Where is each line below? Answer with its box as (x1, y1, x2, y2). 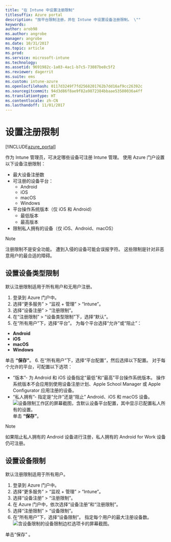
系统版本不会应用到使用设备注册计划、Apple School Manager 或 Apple (12, 381, 161, 387)
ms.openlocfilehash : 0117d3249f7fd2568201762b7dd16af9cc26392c (5, 84, 143, 89)
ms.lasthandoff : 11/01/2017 (5, 103, 65, 108)
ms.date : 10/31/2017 (5, 41, 50, 46)
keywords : (5, 22, 27, 27)
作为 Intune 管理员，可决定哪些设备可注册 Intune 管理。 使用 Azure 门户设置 (5, 154, 165, 160)
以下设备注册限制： (5, 161, 46, 167)
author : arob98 (5, 27, 38, 32)
